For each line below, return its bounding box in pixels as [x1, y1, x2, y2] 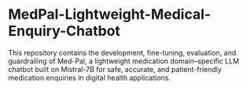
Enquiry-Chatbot [8, 22, 120, 40]
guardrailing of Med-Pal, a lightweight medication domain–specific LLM [8, 56, 240, 66]
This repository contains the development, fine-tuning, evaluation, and [8, 48, 237, 57]
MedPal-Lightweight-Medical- [8, 5, 211, 23]
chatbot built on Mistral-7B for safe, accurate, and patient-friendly [8, 64, 222, 74]
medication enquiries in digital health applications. [8, 73, 171, 82]
